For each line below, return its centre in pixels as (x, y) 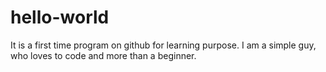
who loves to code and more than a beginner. (103, 55)
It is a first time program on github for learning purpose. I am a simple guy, (163, 45)
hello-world (60, 17)
